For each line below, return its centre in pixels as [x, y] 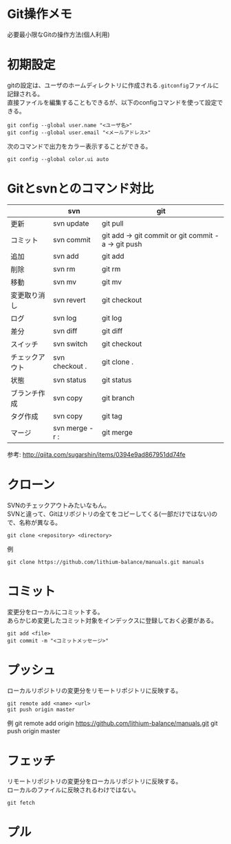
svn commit [71, 239]
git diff [112, 331]
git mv [112, 281]
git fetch [21, 803]
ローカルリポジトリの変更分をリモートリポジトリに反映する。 [95, 690]
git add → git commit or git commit [157, 235]
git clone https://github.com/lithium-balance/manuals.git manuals [106, 562]
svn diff [65, 331]
